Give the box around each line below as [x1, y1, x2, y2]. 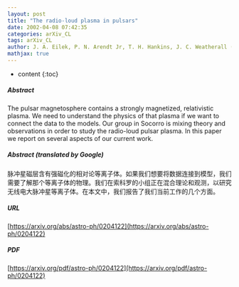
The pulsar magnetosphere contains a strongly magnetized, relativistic [7, 104, 214, 113]
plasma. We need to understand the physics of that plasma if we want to [7, 111, 219, 120]
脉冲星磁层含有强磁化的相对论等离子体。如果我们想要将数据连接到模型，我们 [7, 169, 232, 178]
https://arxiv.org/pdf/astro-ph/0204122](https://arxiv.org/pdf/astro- [9, 263, 208, 272]
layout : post [7, 10, 46, 18]
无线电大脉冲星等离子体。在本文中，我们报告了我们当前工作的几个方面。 [7, 187, 219, 196]
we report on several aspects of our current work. [7, 134, 154, 142]
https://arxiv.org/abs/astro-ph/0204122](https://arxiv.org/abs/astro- [9, 221, 209, 230]
